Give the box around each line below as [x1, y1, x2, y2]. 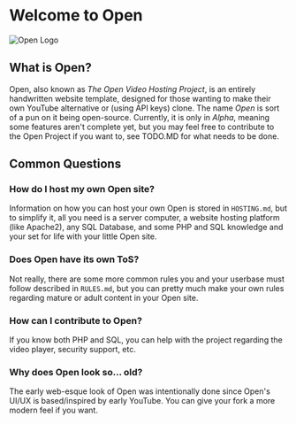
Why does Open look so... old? [9, 366, 143, 378]
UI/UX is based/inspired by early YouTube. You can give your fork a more [9, 396, 276, 406]
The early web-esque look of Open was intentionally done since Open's [9, 386, 271, 397]
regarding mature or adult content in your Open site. [9, 292, 199, 303]
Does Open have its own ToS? [9, 253, 140, 266]
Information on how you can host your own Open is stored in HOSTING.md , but [9, 203, 287, 213]
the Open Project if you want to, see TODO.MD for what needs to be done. [9, 130, 280, 142]
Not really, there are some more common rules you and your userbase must [9, 274, 285, 284]
